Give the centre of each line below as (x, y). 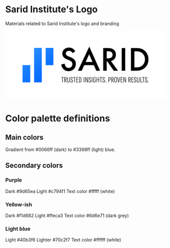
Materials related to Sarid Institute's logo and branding (62, 23)
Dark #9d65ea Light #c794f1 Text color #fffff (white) (60, 191)
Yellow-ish (19, 204)
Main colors (24, 137)
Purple (14, 180)
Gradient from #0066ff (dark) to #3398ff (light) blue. (60, 150)
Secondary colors (34, 166)
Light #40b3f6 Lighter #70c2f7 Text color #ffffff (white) (63, 240)
